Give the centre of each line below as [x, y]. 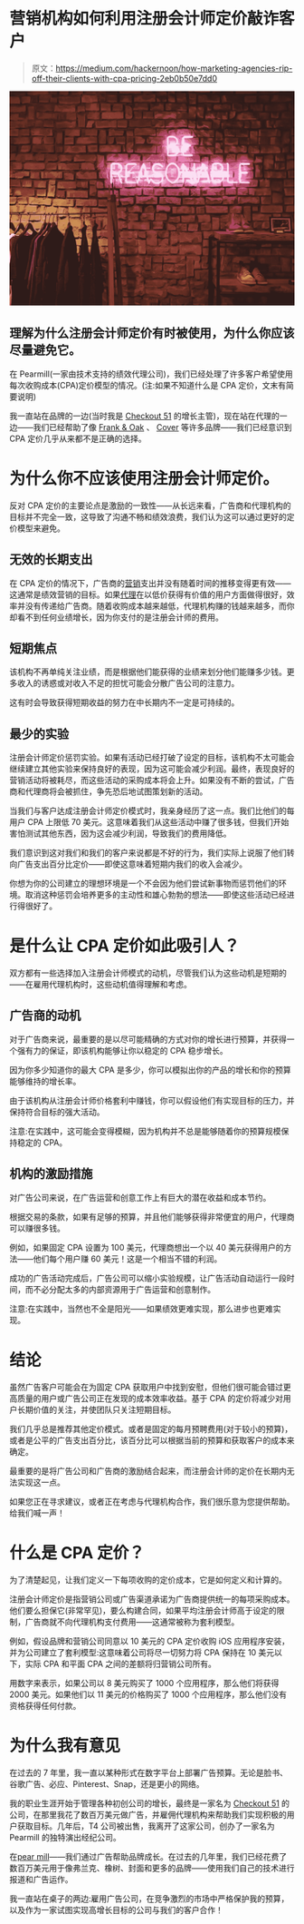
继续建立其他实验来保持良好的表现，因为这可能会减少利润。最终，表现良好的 [152, 769]
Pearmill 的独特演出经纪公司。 [65, 1837]
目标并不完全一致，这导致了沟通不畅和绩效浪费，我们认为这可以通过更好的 [148, 516]
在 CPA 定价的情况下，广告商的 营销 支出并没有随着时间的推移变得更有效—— [150, 583]
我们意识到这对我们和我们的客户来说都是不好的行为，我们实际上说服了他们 [148, 853]
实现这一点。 [41, 1482]
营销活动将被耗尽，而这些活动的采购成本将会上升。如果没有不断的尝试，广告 [152, 780]
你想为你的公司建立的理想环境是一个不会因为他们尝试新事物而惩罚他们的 [144, 883]
